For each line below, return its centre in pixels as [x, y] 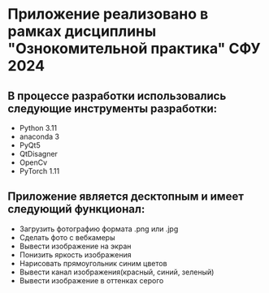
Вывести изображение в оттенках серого [91, 280]
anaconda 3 [39, 136]
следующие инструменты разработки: [113, 108]
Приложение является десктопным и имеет [126, 197]
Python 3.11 [38, 128]
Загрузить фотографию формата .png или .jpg [99, 229]
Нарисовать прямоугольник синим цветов [93, 263]
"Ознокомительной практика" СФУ [134, 49]
